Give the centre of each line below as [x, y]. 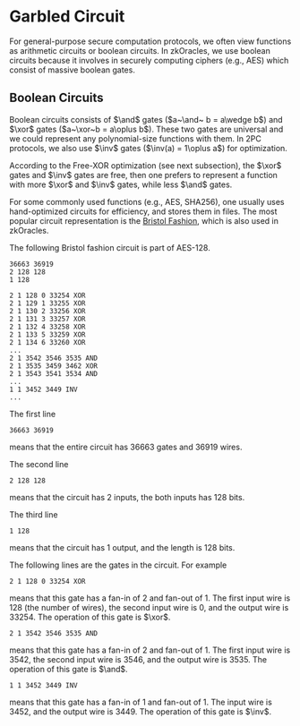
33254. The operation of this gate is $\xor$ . [90, 617]
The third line [34, 514]
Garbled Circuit [67, 17]
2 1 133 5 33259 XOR [48, 334]
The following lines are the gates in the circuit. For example [118, 565]
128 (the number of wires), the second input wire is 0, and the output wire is [149, 607]
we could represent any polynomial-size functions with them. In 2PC [135, 138]
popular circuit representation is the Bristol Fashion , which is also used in [144, 220]
